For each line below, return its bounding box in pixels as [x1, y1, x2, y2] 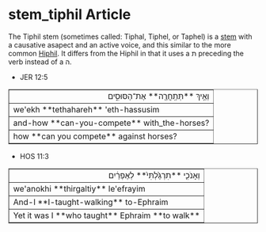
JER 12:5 [19, 72, 48, 82]
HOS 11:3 [19, 151, 49, 161]
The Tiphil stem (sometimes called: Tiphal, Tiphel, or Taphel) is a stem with [8, 32, 253, 41]
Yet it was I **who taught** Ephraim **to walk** [13, 210, 200, 221]
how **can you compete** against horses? [13, 131, 177, 142]
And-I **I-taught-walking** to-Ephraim [13, 196, 169, 207]
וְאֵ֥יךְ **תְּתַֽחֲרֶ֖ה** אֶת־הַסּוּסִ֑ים [108, 90, 210, 101]
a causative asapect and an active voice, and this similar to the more [8, 40, 231, 49]
